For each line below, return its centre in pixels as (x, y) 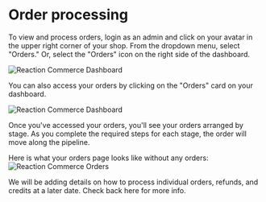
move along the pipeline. (49, 142)
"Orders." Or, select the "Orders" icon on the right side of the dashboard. (129, 54)
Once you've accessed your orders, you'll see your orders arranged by (126, 125)
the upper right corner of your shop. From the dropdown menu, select (124, 45)
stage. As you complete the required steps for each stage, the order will (128, 134)
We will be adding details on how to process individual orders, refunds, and (133, 182)
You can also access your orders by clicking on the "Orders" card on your (131, 85)
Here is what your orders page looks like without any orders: (108, 158)
